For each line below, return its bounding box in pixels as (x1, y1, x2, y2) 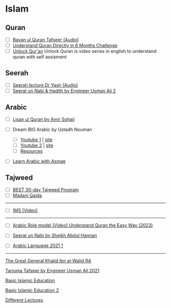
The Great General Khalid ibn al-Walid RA (5, 257, 92, 264)
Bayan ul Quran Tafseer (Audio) (12, 37, 79, 43)
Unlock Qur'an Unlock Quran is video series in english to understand (12, 48, 157, 54)
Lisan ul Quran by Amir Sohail (12, 116, 75, 122)
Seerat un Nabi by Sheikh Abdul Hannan (12, 232, 97, 238)
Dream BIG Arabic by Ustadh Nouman (12, 126, 93, 132)
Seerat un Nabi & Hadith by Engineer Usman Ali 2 (12, 88, 116, 94)
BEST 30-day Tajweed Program (12, 187, 79, 193)
